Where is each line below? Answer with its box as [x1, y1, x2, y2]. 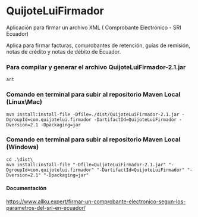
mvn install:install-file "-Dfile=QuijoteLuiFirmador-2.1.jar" [6, 162, 166, 168]
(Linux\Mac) [6, 98, 43, 106]
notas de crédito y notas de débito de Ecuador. [6, 48, 121, 55]
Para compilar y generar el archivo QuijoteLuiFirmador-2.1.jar [6, 63, 186, 71]
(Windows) [6, 143, 39, 151]
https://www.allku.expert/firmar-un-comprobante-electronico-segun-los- [6, 198, 186, 205]
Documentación [6, 185, 47, 192]
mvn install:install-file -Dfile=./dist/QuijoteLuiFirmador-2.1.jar [6, 111, 180, 117]
